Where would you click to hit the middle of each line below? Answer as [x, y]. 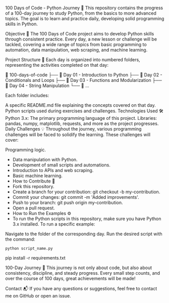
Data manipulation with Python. [45, 160]
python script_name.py [29, 248]
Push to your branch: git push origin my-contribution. [68, 203]
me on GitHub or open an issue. [38, 296]
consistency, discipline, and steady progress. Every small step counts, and [83, 273]
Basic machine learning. [38, 176]
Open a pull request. [34, 208]
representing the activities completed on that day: [57, 65]
